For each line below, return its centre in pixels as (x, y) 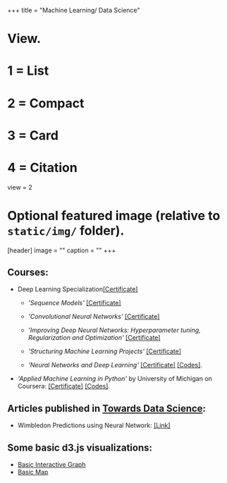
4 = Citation (42, 167)
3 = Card (33, 135)
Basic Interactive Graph (51, 465)
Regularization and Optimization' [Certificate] (94, 338)
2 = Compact (46, 103)
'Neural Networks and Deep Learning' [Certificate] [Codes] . (115, 365)
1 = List (28, 71)
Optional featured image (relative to (114, 215)
